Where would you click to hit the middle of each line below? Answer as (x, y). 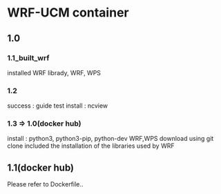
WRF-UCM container (68, 13)
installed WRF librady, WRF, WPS (54, 72)
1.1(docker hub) (41, 167)
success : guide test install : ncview (58, 106)
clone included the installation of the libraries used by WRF (91, 146)
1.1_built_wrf (28, 58)
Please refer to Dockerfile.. (45, 184)
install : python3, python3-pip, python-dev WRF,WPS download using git (110, 139)
